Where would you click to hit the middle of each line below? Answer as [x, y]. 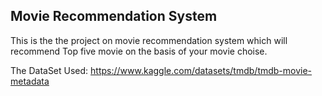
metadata [30, 81]
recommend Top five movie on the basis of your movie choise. [139, 51]
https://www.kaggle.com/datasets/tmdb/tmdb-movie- [201, 70]
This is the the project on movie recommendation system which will [149, 40]
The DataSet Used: [49, 70]
